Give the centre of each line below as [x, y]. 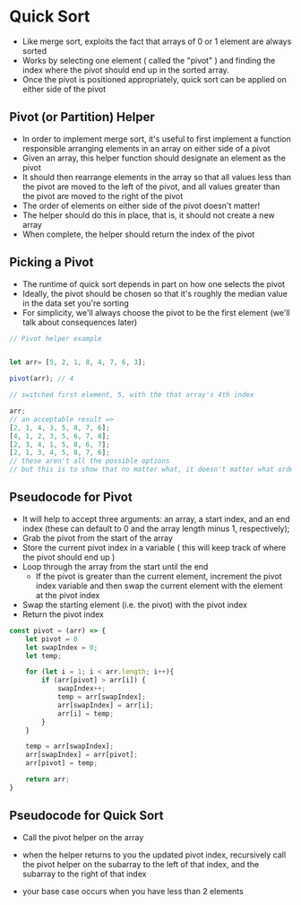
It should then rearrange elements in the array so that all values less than [156, 177]
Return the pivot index [63, 614]
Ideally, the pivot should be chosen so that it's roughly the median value [155, 293]
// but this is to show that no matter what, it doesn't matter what [142, 470]
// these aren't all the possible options [90, 461]
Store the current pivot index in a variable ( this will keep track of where [154, 547]
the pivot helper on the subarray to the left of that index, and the [141, 864]
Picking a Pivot [52, 262]
